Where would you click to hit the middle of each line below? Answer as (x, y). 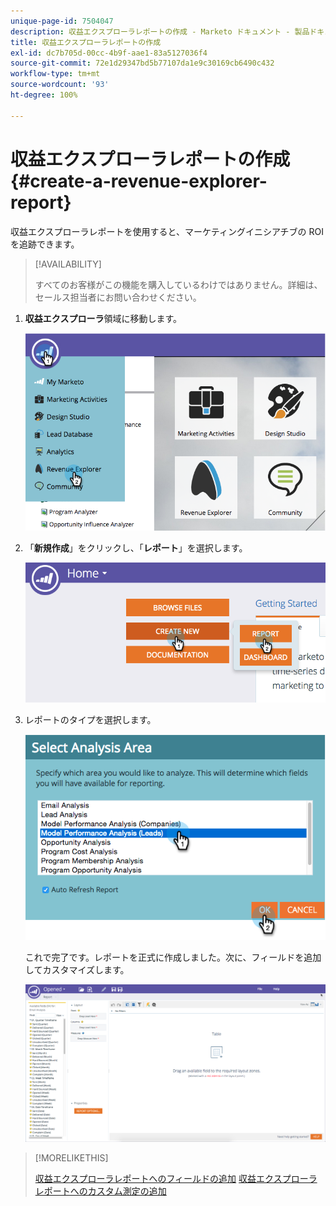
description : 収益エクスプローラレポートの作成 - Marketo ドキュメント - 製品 (160, 31)
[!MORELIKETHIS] (71, 1157)
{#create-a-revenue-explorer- (139, 181)
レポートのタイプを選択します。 (90, 719)
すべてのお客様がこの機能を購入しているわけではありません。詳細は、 (178, 284)
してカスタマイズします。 (77, 969)
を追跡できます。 (45, 244)
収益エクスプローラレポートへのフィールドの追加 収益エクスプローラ (176, 1178)
